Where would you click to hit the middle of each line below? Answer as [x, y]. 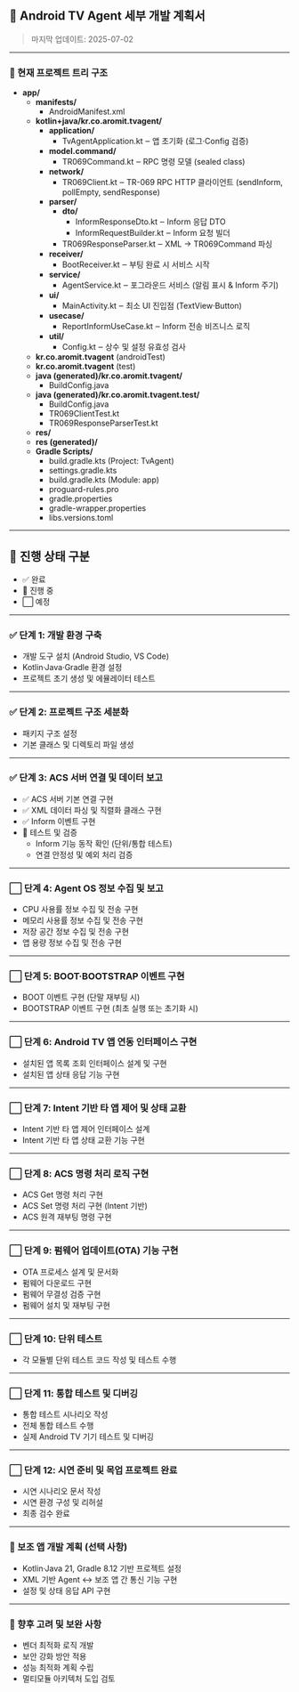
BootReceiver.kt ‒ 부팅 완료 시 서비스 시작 [136, 264]
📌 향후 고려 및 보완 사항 [56, 1624]
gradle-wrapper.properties [97, 508]
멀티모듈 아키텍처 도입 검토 [69, 1679]
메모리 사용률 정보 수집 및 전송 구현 [83, 920]
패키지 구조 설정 [49, 733]
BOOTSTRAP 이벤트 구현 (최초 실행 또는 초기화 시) [110, 1008]
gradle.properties [81, 499]
